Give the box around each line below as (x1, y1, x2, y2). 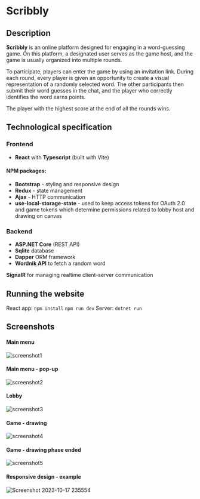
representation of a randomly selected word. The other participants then (6, 81, 184, 88)
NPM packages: (6, 167, 47, 174)
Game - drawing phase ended (6, 446, 82, 453)
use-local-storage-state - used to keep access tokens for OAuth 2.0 (14, 199, 185, 207)
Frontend (6, 140, 33, 149)
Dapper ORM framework (14, 254, 76, 261)
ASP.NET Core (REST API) (14, 241, 80, 248)
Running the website (6, 288, 85, 299)
